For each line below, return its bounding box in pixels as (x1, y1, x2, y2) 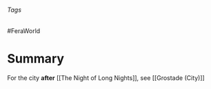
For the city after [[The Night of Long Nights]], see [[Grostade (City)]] (7, 74, 205, 82)
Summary (7, 51, 64, 67)
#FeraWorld (7, 27, 41, 35)
